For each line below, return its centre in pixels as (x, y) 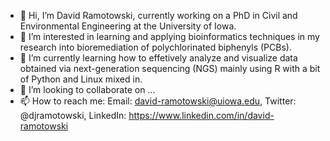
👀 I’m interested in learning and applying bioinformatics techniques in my (169, 36)
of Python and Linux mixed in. (81, 79)
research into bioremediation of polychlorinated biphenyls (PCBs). (155, 47)
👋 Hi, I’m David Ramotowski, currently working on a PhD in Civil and (158, 15)
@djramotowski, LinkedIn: (73, 115)
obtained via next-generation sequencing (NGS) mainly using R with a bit (170, 68)
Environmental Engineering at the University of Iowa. (128, 26)
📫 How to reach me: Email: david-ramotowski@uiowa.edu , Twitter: (158, 101)
